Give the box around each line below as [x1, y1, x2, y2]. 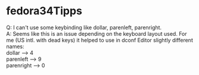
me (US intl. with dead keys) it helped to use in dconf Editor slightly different [6, 36, 194, 43]
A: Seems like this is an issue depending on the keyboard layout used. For [6, 30, 188, 37]
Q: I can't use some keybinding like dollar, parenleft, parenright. [6, 24, 162, 31]
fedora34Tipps [6, 4, 82, 18]
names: [6, 43, 24, 50]
